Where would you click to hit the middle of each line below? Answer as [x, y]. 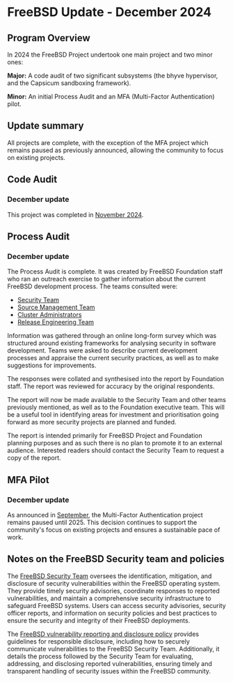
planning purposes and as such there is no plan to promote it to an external [115, 443]
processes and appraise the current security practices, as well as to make [113, 358]
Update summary [46, 126]
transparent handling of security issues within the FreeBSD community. [109, 671]
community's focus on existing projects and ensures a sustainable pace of [114, 529]
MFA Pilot [29, 480]
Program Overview [49, 38]
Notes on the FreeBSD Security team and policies [116, 559]
